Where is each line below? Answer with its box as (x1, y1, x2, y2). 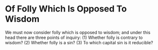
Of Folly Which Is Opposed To (5, 3, 127, 14)
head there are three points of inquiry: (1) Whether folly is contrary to (5, 35, 143, 40)
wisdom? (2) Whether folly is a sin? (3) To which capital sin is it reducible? (5, 39, 153, 45)
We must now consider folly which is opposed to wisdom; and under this (5, 29, 151, 35)
